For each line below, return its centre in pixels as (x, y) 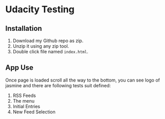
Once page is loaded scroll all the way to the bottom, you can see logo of (83, 80)
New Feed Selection (34, 112)
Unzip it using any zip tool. (41, 46)
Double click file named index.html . (50, 52)
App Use (19, 68)
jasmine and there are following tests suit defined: (58, 85)
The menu (24, 101)
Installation (24, 28)
